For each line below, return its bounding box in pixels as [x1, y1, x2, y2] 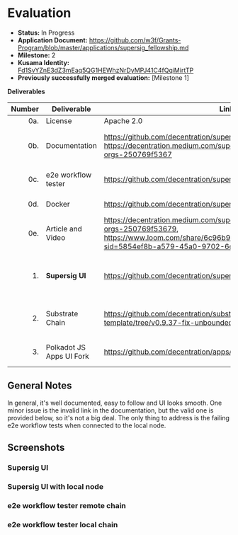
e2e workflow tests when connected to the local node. [7, 421, 166, 430]
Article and [45, 224, 83, 234]
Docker [45, 199, 70, 209]
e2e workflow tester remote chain [7, 500, 126, 510]
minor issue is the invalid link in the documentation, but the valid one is [7, 405, 214, 415]
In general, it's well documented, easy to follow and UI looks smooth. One [7, 398, 222, 407]
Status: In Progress [17, 28, 75, 37]
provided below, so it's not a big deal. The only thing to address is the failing [7, 413, 230, 422]
